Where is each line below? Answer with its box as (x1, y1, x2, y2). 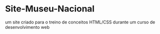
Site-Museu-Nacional (5, 3, 95, 14)
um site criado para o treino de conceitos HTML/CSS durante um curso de (5, 19, 156, 25)
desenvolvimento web (5, 24, 50, 30)
